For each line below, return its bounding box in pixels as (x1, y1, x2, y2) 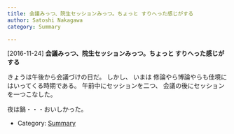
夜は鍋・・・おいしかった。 (7, 105, 88, 114)
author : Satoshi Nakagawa (7, 17, 83, 24)
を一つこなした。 (7, 90, 57, 98)
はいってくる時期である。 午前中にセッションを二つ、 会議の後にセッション (7, 82, 225, 90)
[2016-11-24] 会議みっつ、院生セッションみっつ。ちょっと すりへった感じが (7, 50, 225, 58)
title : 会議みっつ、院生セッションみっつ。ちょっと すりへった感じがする (7, 10, 194, 17)
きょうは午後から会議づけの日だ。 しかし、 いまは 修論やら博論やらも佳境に (7, 73, 228, 81)
